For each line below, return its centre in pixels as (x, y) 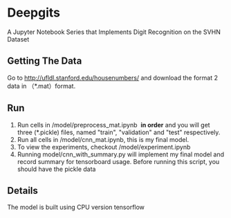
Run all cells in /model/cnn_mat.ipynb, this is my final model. (103, 139)
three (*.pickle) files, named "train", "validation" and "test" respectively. (119, 132)
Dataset (18, 39)
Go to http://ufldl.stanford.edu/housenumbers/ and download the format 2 (112, 78)
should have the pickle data (56, 169)
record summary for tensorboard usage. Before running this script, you (118, 161)
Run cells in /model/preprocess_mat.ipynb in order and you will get (113, 125)
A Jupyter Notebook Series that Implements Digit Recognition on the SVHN (114, 32)
